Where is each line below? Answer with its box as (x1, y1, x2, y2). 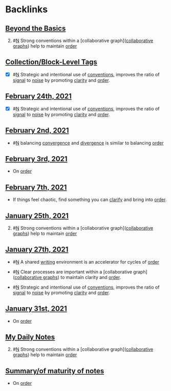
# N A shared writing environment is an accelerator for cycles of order (12, 258, 160, 265)
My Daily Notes (5, 333, 55, 341)
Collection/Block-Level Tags (5, 58, 97, 67)
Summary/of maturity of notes (5, 366, 104, 375)
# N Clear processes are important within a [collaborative (12, 269, 132, 275)
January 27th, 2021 (5, 245, 69, 254)
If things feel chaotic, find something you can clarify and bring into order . (12, 197, 167, 203)
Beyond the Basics (5, 24, 66, 33)
